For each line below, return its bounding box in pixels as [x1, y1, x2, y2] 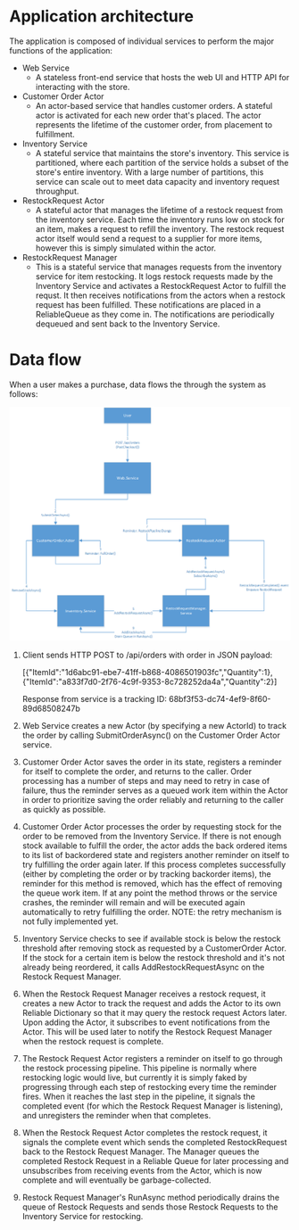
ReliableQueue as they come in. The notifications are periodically [35, 309, 275, 319]
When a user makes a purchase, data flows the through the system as [9, 379, 266, 390]
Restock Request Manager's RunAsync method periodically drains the [21, 1192, 279, 1202]
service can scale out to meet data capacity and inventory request [35, 176, 280, 186]
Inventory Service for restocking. [21, 1210, 144, 1221]
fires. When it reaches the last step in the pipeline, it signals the [21, 1091, 256, 1102]
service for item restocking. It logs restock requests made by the [35, 270, 274, 282]
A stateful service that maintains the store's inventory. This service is [35, 147, 290, 158]
